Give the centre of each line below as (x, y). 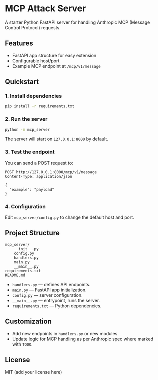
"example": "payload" (32, 190)
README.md (15, 275)
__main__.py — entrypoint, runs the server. (56, 300)
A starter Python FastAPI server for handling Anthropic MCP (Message (78, 22)
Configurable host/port (36, 61)
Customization (29, 322)
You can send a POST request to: (39, 163)
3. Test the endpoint (30, 152)
